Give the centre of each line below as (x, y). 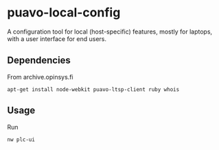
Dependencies (39, 61)
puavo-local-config (64, 13)
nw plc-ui (21, 139)
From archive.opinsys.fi (40, 77)
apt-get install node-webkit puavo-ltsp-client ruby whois (93, 89)
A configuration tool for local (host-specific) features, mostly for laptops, (110, 32)
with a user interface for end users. (57, 38)
